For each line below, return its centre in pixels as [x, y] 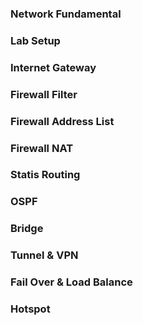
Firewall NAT [42, 148]
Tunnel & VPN [44, 255]
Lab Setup [35, 40]
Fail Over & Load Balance [71, 282]
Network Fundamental [66, 14]
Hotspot [30, 309]
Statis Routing [45, 175]
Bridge [27, 229]
